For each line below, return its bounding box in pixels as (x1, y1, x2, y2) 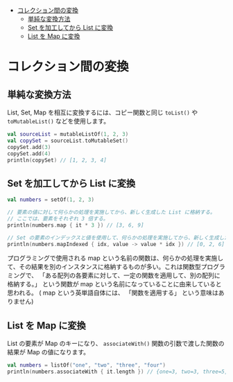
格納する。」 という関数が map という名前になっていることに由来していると (7, 280, 222, 288)
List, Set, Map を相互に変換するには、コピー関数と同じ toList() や (7, 108, 198, 116)
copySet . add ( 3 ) (7, 144, 51, 150)
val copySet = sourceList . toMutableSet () (7, 137, 129, 144)
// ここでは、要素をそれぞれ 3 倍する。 (7, 215, 109, 222)
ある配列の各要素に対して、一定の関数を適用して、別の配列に (44, 271, 221, 279)
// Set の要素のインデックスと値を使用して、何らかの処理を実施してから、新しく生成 (7, 234, 220, 241)
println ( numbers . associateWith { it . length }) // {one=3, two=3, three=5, (7, 368, 228, 376)
